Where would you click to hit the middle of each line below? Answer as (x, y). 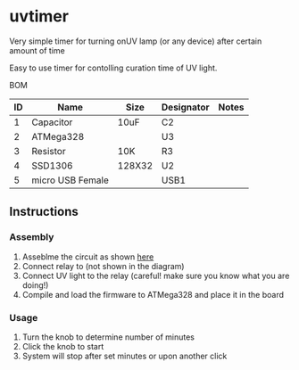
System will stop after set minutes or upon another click (125, 356)
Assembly (32, 237)
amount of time (37, 50)
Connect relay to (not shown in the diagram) (103, 266)
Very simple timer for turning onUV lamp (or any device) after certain (136, 41)
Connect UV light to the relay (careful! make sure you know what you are (156, 275)
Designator (185, 107)
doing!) (35, 285)
